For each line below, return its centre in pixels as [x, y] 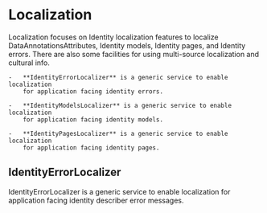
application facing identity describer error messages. [96, 200]
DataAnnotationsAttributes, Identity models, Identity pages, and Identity [127, 45]
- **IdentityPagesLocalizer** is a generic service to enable [118, 133]
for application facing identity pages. [91, 147]
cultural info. [29, 63]
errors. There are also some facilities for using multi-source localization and [134, 54]
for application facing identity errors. [93, 91]
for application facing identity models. [93, 119]
